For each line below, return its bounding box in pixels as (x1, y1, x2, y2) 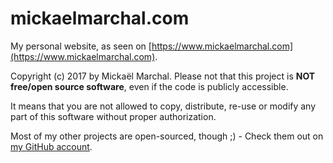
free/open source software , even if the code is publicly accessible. (10, 80, 289, 92)
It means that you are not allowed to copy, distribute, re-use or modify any (10, 100, 317, 112)
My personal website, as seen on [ (10, 40, 152, 52)
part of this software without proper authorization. (10, 110, 217, 122)
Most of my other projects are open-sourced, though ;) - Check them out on (10, 130, 324, 142)
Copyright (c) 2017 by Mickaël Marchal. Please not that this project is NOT (10, 70, 316, 82)
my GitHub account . (10, 140, 93, 152)
